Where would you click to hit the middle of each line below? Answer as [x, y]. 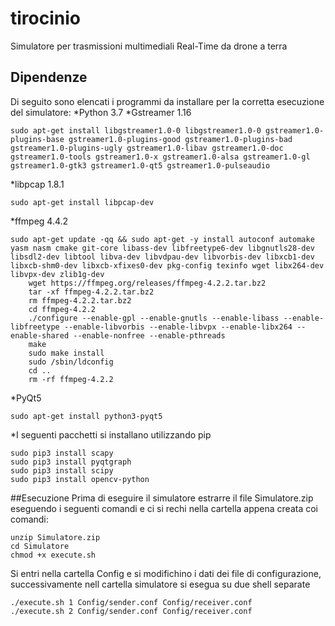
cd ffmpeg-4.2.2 [62, 309]
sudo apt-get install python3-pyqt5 [86, 416]
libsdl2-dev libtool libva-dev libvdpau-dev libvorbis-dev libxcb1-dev [162, 257]
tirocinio [45, 18]
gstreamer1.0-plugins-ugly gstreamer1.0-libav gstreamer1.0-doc [147, 148]
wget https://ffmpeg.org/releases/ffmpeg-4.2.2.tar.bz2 [147, 283]
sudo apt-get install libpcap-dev [82, 202]
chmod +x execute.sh [53, 555]
